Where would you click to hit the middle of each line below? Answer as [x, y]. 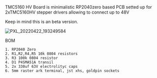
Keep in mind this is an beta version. [42, 22]
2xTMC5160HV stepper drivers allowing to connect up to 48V [67, 12]
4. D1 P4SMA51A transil [29, 62]
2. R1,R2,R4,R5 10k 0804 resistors [41, 54]
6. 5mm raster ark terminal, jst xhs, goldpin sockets [62, 71]
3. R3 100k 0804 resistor [31, 58]
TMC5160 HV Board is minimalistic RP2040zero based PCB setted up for [78, 7]
